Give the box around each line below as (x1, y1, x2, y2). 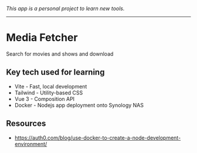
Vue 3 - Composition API (14, 95, 75, 102)
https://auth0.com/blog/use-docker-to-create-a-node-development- (14, 134, 181, 141)
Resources (6, 118, 46, 128)
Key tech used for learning (6, 67, 105, 77)
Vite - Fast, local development (14, 83, 87, 90)
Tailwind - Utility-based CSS (14, 89, 83, 96)
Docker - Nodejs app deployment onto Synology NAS (14, 101, 144, 108)
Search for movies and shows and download (6, 50, 114, 57)
